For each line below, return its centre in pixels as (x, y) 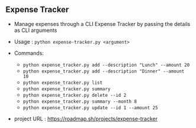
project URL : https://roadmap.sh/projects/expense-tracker (86, 119)
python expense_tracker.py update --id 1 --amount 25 (90, 108)
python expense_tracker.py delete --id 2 (74, 95)
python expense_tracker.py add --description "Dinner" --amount (104, 71)
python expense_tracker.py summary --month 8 (80, 101)
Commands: (29, 53)
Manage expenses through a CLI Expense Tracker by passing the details (102, 24)
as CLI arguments (35, 30)
